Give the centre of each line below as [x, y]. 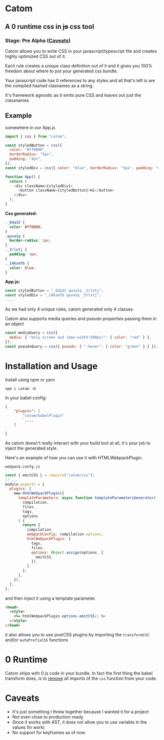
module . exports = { [25, 484]
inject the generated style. [31, 448]
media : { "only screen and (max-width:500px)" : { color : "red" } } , [81, 337]
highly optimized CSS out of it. [36, 56]
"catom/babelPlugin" [43, 416]
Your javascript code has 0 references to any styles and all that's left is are [80, 80]
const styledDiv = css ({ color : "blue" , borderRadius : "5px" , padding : [79, 168]
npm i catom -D [20, 389]
